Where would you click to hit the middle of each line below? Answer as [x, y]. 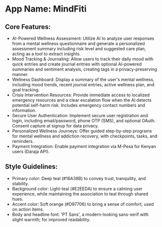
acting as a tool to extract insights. [46, 54]
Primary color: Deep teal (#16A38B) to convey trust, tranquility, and [79, 178]
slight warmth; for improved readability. [51, 219]
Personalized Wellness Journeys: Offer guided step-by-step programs [82, 131]
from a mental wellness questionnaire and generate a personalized [78, 44]
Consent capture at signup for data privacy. [55, 126]
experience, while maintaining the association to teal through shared [80, 194]
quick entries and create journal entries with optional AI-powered [77, 64]
